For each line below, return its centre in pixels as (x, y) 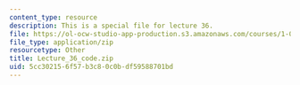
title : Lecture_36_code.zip (62, 58)
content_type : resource (54, 17)
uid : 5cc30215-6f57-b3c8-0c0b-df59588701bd (92, 67)
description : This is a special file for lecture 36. (112, 26)
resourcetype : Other (48, 50)
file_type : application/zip (62, 42)
